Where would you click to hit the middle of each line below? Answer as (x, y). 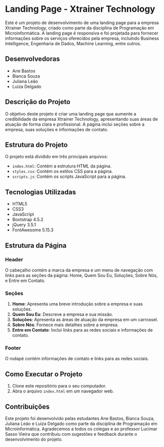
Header (14, 259)
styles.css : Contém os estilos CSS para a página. (62, 171)
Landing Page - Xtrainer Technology (80, 9)
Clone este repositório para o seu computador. (59, 386)
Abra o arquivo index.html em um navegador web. (63, 391)
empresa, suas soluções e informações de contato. (57, 129)
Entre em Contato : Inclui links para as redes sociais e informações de (82, 330)
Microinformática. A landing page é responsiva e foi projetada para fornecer (82, 33)
